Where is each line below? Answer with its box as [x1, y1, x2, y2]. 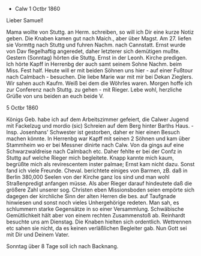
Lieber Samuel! [6, 17, 44, 23]
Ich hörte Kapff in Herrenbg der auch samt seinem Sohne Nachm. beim [6, 60, 182, 67]
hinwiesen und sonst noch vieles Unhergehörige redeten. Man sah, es [6, 199, 179, 206]
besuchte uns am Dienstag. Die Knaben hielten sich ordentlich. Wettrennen [6, 218, 192, 225]
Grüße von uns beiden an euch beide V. [6, 93, 104, 99]
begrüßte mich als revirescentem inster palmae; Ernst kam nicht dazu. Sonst [6, 161, 195, 167]
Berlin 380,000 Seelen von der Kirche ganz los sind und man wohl [6, 173, 170, 180]
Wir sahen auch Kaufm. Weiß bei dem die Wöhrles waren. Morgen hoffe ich [6, 80, 193, 87]
